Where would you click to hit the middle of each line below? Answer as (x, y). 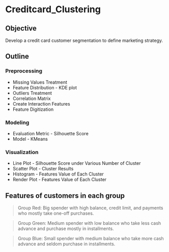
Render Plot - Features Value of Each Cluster (60, 180)
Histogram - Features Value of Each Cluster (58, 174)
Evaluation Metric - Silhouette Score (51, 133)
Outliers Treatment (32, 93)
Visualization (22, 152)
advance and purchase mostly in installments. (66, 229)
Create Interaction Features (41, 104)
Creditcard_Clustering (53, 9)
